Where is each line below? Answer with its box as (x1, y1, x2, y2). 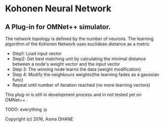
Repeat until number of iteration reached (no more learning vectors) (12, 82, 151, 88)
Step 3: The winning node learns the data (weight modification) (12, 66, 141, 72)
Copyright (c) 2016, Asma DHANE (5, 116, 74, 122)
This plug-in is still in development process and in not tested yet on (5, 92, 142, 97)
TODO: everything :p (5, 107, 47, 112)
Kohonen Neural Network (5, 3, 112, 14)
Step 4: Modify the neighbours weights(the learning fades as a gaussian (12, 72, 160, 77)
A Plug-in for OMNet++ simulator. (5, 23, 111, 31)
